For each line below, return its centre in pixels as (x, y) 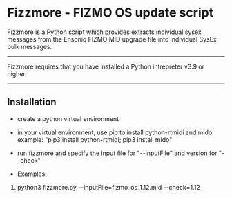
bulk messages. (30, 46)
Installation (32, 102)
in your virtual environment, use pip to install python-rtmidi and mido (115, 132)
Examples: (32, 174)
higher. (17, 73)
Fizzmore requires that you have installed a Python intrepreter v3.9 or (106, 66)
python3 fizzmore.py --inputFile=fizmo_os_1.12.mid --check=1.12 (108, 187)
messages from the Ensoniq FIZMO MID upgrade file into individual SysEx (112, 39)
